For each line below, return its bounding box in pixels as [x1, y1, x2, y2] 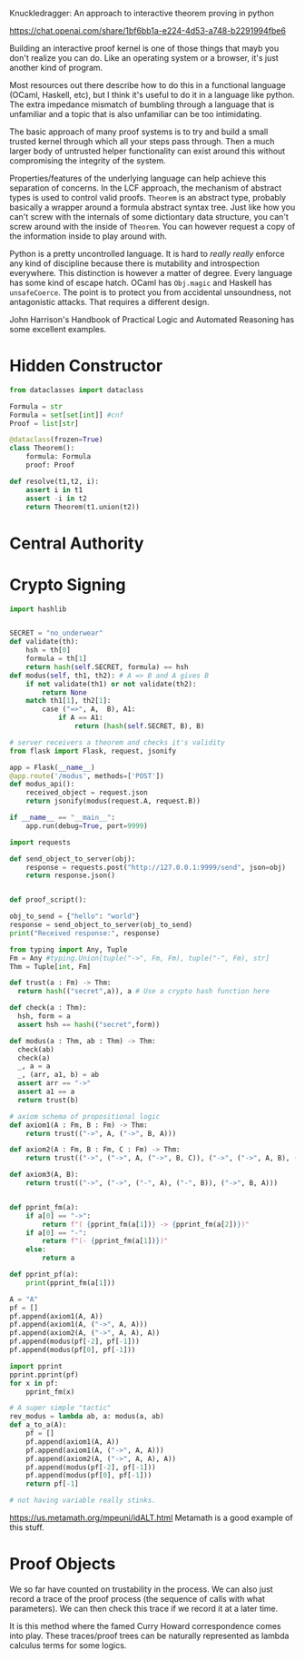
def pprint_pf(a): [9, 1270, 79, 1280]
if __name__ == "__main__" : [9, 813, 116, 823]
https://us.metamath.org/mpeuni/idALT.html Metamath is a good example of [9, 1512, 293, 1524]
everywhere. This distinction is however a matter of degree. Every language [9, 268, 293, 278]
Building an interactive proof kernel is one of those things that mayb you [9, 43, 280, 54]
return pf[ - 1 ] [25, 1479, 79, 1488]
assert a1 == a [17, 1087, 75, 1097]
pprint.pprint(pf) [9, 1370, 79, 1379]
